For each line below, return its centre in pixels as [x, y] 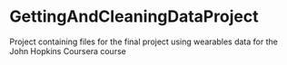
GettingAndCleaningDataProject [134, 17]
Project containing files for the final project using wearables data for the [144, 42]
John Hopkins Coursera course [68, 51]
